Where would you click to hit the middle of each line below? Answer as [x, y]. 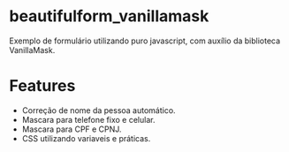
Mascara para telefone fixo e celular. [88, 119]
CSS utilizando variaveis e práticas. [86, 138]
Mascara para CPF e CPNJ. [72, 129]
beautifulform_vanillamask [109, 16]
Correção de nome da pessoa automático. [99, 110]
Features [42, 86]
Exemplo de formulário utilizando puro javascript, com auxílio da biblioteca [145, 41]
